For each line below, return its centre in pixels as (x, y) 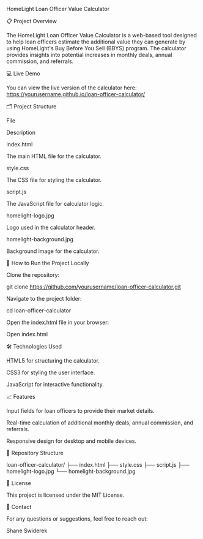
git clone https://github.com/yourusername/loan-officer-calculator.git (94, 287)
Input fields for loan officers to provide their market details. (80, 411)
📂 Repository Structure (35, 453)
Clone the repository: (33, 275)
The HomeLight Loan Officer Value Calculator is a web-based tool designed (102, 35)
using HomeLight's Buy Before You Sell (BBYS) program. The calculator (96, 48)
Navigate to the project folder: (44, 299)
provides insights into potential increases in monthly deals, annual (89, 55)
